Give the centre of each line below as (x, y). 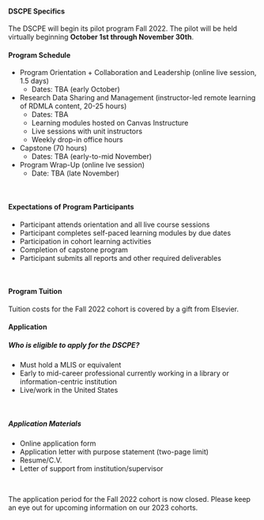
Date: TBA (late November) (75, 173)
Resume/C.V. (41, 460)
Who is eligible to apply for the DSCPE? (74, 345)
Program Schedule (40, 55)
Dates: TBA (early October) (75, 89)
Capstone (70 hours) (53, 148)
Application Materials (45, 424)
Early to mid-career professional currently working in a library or (124, 373)
